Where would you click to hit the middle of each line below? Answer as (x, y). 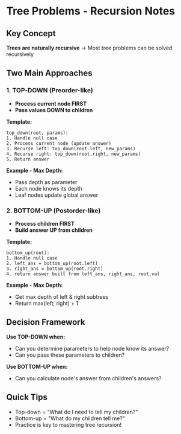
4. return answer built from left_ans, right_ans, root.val (83, 274)
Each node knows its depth (48, 188)
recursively (20, 54)
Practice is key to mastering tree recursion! (68, 424)
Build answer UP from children (54, 230)
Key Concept (31, 34)
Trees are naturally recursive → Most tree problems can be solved (89, 48)
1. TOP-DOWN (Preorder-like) (50, 91)
